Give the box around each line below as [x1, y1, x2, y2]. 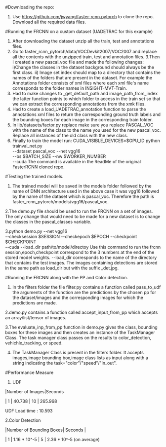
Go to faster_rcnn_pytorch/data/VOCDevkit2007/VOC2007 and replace [12, 49, 157, 54]
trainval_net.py [12, 143, 43, 149]
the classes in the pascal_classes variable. [5, 219, 91, 224]
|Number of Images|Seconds [5, 389, 64, 394]
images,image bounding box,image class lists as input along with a [12, 355, 148, 361]
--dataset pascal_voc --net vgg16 [12, 148, 81, 154]
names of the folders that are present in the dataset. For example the [12, 75, 153, 80]
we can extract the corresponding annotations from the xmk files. [12, 101, 146, 107]
